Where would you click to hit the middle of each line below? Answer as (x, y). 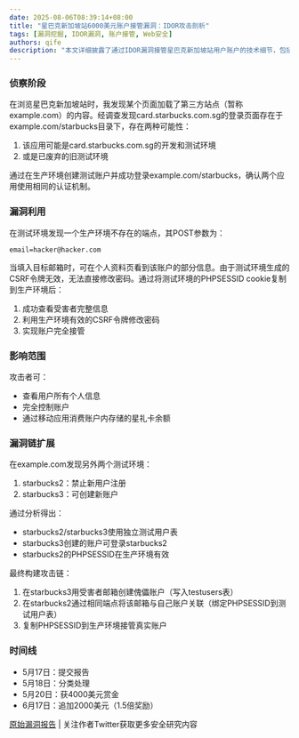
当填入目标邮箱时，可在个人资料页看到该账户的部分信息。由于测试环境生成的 (149, 267)
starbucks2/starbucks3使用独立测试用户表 (100, 532)
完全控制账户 (45, 407)
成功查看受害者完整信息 (65, 309)
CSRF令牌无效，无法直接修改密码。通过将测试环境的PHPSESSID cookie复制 (148, 278)
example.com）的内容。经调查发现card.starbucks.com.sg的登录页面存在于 (146, 116)
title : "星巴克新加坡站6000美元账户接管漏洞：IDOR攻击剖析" (109, 26)
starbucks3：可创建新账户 (70, 494)
